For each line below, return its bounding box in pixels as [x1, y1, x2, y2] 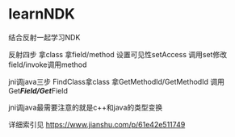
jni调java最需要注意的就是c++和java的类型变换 [8, 102, 163, 112]
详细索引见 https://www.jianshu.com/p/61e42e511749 [8, 119, 186, 129]
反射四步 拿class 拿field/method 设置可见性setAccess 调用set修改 [8, 49, 228, 59]
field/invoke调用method [8, 60, 87, 69]
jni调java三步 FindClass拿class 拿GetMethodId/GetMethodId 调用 [8, 77, 225, 86]
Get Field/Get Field [8, 85, 69, 95]
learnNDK [8, 5, 75, 23]
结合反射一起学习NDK [8, 32, 81, 42]
